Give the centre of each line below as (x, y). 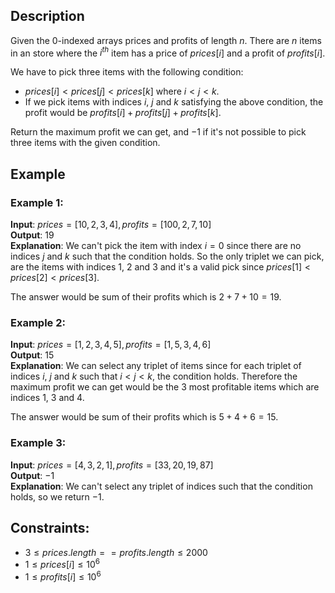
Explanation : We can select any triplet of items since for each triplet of (156, 366)
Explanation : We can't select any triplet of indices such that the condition (161, 486)
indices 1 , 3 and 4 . (47, 398)
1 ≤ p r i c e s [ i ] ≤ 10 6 (62, 564)
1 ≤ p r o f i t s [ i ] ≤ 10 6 (63, 576)
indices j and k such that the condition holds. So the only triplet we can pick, (167, 256)
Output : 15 (32, 355)
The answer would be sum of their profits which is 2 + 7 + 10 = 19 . (146, 297)
